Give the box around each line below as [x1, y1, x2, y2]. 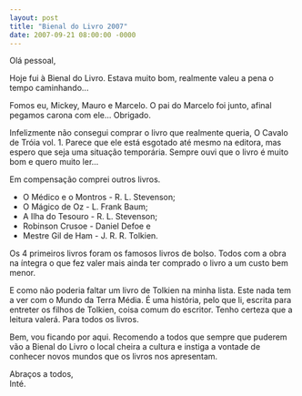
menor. [9, 268, 36, 279]
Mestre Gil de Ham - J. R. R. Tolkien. [22, 230, 159, 241]
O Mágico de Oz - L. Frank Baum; [22, 201, 148, 212]
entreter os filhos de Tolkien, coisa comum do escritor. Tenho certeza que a [9, 304, 293, 315]
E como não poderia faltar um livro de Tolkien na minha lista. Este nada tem [9, 285, 292, 296]
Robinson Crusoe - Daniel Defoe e [22, 220, 152, 232]
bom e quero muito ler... [9, 157, 99, 168]
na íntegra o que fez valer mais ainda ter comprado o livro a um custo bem [9, 258, 288, 269]
